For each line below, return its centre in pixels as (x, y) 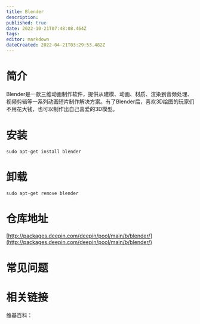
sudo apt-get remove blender (42, 193)
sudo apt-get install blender (44, 152)
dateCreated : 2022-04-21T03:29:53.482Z (56, 45)
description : (22, 17)
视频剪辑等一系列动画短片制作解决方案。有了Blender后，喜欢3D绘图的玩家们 (100, 101)
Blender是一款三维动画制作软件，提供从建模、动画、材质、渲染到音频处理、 (99, 94)
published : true (26, 23)
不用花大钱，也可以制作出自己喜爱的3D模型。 (62, 109)
